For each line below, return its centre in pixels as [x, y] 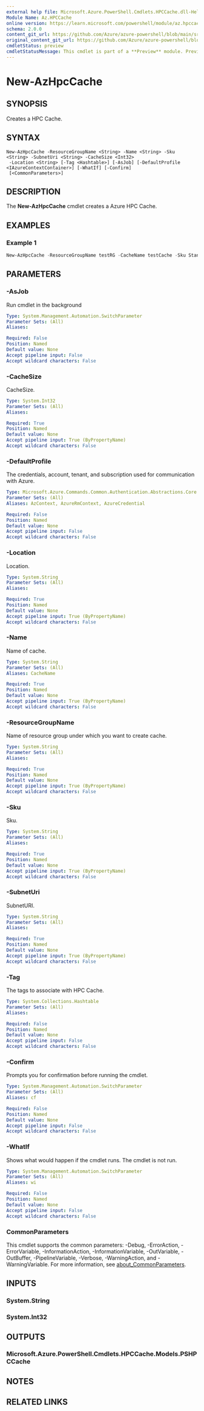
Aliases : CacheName [31, 673]
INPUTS [21, 1284]
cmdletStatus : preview [35, 46]
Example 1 [22, 243]
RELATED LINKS [37, 1402]
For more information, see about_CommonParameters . [118, 1264]
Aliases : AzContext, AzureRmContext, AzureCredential [76, 503]
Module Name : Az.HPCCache [39, 18]
